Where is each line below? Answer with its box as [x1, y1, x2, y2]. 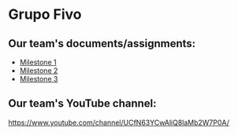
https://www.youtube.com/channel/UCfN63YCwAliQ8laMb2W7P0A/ [8, 118, 230, 127]
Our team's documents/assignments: [8, 37, 196, 50]
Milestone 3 [19, 75, 58, 83]
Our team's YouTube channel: [8, 97, 157, 111]
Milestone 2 [19, 66, 58, 75]
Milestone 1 [19, 57, 57, 67]
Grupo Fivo [8, 5, 82, 24]
